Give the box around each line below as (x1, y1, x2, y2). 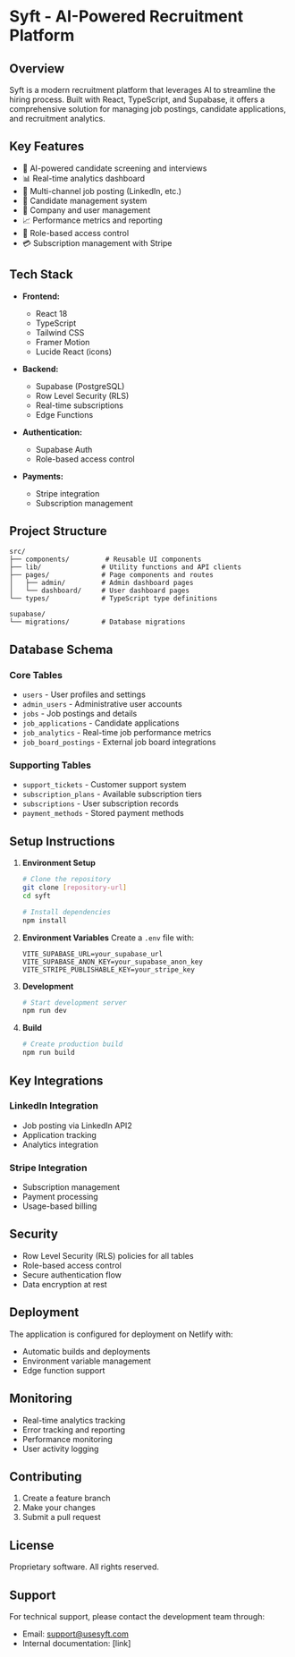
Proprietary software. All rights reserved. (9, 1561, 159, 1572)
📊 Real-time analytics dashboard (21, 173, 146, 183)
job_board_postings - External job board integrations (21, 736, 216, 748)
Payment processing (21, 1192, 98, 1202)
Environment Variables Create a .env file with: (21, 932, 195, 943)
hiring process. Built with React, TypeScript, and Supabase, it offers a (9, 94, 265, 105)
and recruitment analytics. (9, 114, 105, 123)
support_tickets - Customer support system (21, 779, 187, 790)
